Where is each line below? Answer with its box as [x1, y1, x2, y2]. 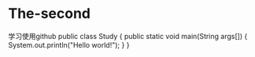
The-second [8, 5, 91, 23]
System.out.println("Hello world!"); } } [8, 40, 130, 49]
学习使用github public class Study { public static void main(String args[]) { [8, 31, 248, 41]
